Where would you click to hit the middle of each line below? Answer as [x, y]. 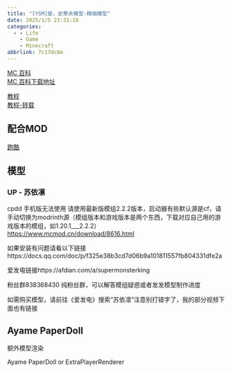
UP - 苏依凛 [26, 192]
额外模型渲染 [25, 348]
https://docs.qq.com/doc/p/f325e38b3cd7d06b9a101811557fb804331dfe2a [115, 256]
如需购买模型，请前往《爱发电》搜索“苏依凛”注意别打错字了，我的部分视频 [113, 300]
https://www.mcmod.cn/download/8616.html [71, 234]
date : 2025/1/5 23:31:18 [43, 20]
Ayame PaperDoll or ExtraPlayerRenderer [66, 362]
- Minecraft [37, 46]
